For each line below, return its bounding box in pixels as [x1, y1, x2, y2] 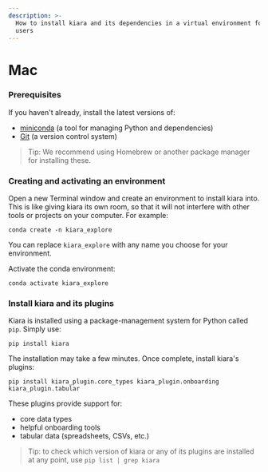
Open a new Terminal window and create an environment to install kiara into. [8, 193, 260, 204]
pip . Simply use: [8, 324, 61, 334]
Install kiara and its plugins [8, 298, 114, 309]
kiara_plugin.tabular [8, 385, 81, 393]
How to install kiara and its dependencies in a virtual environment [15, 19, 251, 27]
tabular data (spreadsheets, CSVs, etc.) [19, 431, 150, 441]
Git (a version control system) [19, 131, 118, 141]
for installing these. [27, 155, 92, 165]
